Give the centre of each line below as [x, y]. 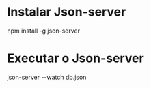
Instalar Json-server [67, 12]
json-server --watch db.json [47, 77]
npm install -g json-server [44, 31]
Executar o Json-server [76, 58]
